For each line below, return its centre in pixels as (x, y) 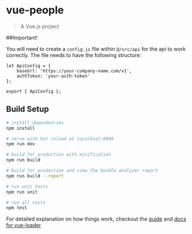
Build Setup (28, 109)
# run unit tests (27, 186)
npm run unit (22, 192)
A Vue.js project (40, 26)
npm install (20, 128)
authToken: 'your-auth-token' (54, 76)
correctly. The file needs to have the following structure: (74, 55)
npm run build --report (35, 176)
